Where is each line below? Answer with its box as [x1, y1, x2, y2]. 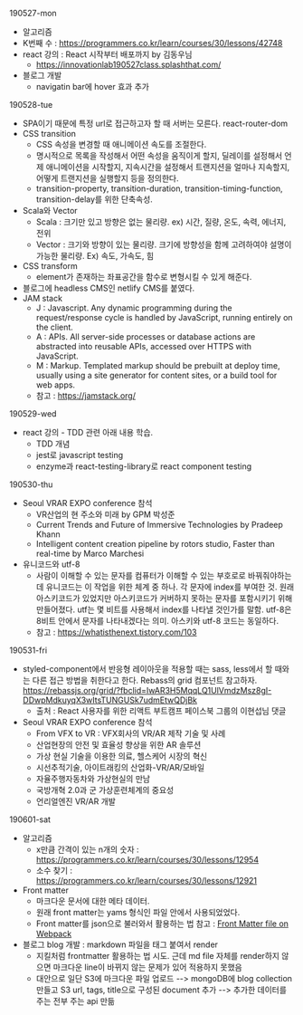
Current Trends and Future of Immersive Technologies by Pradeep [35, 520, 283, 530]
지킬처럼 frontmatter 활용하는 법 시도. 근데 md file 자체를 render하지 [35, 951, 280, 961]
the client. [35, 321, 74, 332]
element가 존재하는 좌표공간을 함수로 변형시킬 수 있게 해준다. [35, 272, 252, 282]
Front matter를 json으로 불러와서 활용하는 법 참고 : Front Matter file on [35, 918, 289, 929]
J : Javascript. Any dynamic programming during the [35, 302, 232, 313]
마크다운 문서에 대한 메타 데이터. [35, 895, 150, 906]
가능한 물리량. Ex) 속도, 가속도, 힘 [35, 251, 155, 261]
